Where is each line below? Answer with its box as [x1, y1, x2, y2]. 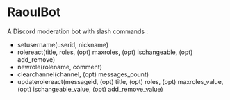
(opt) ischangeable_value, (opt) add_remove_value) [17, 85, 163, 93]
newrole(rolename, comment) [17, 62, 103, 71]
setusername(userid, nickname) [17, 40, 109, 49]
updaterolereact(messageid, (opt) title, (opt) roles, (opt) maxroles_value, [17, 77, 224, 85]
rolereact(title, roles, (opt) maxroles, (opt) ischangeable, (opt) [17, 48, 193, 56]
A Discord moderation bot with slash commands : [7, 27, 148, 35]
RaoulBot [7, 4, 61, 20]
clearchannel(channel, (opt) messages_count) [17, 70, 149, 78]
